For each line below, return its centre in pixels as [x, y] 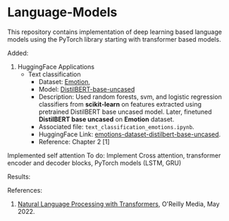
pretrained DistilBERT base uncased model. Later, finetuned [125, 112]
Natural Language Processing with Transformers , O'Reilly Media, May [118, 204]
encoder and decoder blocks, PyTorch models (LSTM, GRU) [94, 162]
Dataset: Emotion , [64, 81]
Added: [18, 53]
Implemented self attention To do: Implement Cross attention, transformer [114, 155]
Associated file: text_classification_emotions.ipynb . [117, 126]
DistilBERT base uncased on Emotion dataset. [106, 119]
